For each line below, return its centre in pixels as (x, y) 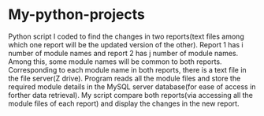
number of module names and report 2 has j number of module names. (123, 53)
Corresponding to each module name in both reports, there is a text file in (127, 69)
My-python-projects (77, 15)
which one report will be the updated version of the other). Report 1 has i (126, 44)
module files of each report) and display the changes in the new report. (124, 103)
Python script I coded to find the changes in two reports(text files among (126, 36)
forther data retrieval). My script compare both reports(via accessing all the (131, 95)
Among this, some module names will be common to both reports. (115, 62)
